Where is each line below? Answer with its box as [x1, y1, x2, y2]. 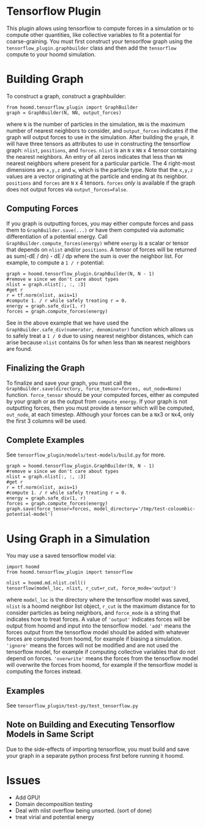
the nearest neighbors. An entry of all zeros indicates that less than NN [6, 153, 182, 160]
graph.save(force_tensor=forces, [6, 506, 92, 512]
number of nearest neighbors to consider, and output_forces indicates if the [6, 127, 198, 134]
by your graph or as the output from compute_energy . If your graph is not [6, 398, 188, 405]
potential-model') [6, 511, 53, 518]
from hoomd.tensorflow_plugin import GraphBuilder [6, 104, 138, 110]
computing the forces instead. [6, 667, 83, 675]
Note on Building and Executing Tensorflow [6, 720, 176, 730]
